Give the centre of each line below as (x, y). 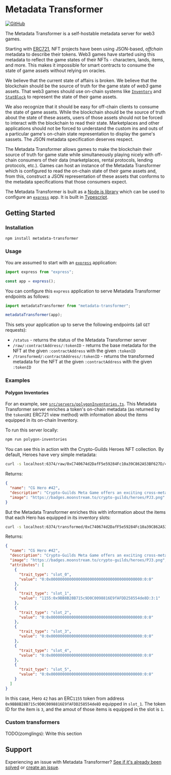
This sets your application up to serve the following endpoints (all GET (78, 325)
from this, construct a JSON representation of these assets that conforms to (85, 176)
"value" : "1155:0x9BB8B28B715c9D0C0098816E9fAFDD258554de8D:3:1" (89, 598)
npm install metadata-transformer (42, 238)
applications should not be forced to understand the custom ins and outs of (84, 128)
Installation (20, 227)
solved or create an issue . (32, 767)
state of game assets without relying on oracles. (56, 71)
